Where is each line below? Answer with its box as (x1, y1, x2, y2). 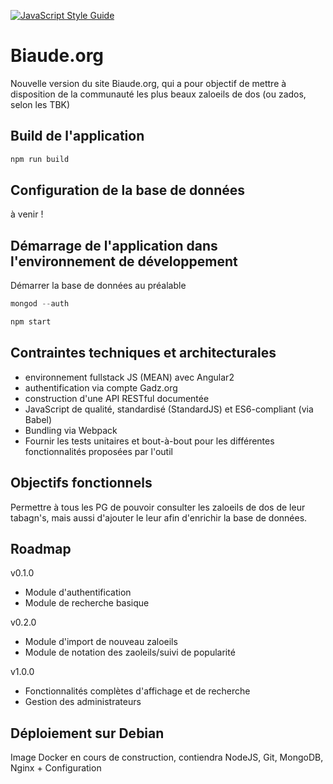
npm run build (10, 154, 70, 164)
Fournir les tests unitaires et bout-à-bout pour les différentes (24, 435, 275, 447)
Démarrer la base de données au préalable (10, 280, 187, 292)
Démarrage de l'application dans (10, 237, 218, 254)
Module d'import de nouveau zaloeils (24, 636, 178, 648)
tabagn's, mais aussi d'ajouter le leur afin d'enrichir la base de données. (10, 511, 308, 524)
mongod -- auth (10, 299, 70, 309)
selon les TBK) (10, 98, 71, 110)
